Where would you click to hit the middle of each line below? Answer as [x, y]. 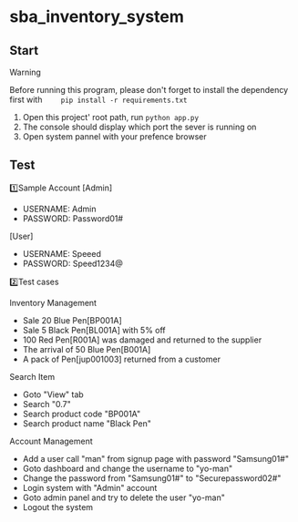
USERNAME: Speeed [62, 253]
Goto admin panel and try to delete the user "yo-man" [124, 497]
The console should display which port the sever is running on [139, 127]
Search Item [32, 376]
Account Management [51, 441]
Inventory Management [53, 302]
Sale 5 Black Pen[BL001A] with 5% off [94, 330]
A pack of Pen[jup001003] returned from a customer [122, 359]
